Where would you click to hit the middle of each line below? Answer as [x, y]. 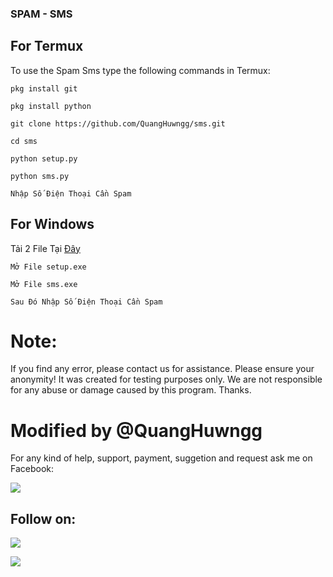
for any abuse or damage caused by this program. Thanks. [131, 390]
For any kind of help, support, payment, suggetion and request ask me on [161, 458]
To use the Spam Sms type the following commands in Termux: [140, 70]
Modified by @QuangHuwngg [136, 430]
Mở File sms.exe [44, 284]
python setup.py [44, 158]
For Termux [47, 46]
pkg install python [51, 106]
